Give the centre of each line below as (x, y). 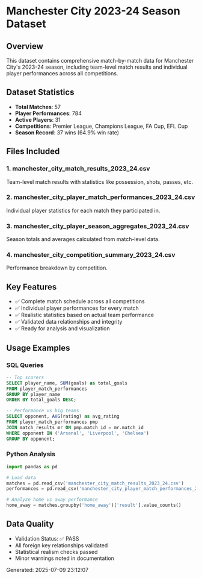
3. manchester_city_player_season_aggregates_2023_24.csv (98, 226)
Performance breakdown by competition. (57, 268)
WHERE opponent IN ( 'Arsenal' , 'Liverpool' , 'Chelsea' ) (78, 433)
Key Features (32, 287)
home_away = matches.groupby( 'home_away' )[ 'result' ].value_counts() (94, 505)
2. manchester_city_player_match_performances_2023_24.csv (101, 197)
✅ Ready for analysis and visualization (62, 328)
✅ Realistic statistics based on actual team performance (84, 315)
